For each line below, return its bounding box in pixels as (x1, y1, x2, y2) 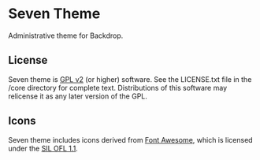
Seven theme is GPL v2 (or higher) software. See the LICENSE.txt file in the (8, 74, 252, 84)
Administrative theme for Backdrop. (8, 31, 124, 40)
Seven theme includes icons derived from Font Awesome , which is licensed (8, 135, 254, 144)
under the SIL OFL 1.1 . (8, 143, 79, 153)
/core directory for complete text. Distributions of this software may (8, 83, 228, 92)
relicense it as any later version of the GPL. (8, 91, 148, 101)
